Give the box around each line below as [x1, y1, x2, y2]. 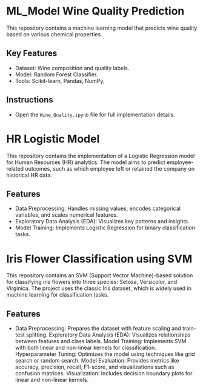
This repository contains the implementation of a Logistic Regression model [6, 152, 195, 159]
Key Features [6, 48, 58, 59]
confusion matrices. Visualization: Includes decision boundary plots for [15, 370, 193, 377]
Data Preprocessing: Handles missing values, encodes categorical [15, 205, 181, 212]
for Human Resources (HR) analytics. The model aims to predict [6, 159, 165, 166]
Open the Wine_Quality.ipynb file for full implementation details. [15, 111, 175, 118]
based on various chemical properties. [6, 30, 102, 38]
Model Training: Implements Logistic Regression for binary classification [15, 224, 196, 231]
